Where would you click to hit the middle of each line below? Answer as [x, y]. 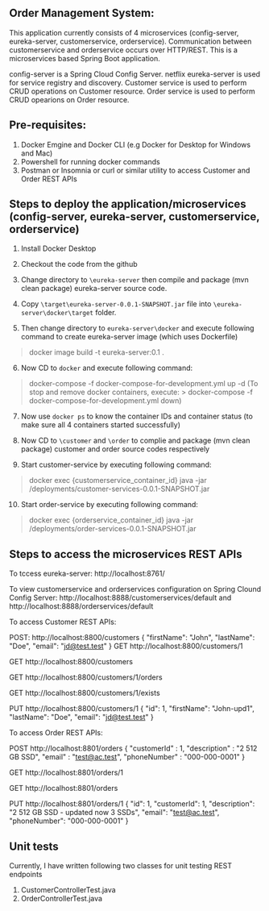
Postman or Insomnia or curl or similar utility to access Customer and [135, 170]
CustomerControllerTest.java [68, 890]
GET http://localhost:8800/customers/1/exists [85, 693]
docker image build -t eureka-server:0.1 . [96, 352]
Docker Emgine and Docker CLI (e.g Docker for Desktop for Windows [136, 144]
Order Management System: [82, 13]
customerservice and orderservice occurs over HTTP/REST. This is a [124, 50]
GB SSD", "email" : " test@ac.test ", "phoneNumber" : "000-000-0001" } [127, 757]
